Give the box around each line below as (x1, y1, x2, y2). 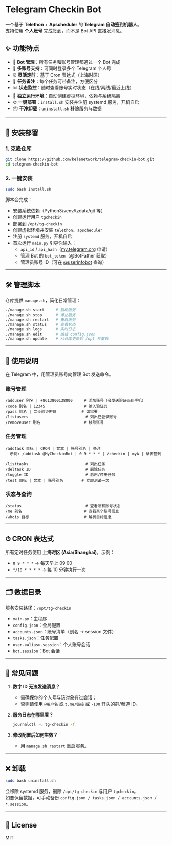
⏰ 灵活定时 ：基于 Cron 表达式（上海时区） (12, 71, 102, 78)
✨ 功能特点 (5, 44, 40, 53)
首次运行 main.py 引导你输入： (12, 240, 77, 246)
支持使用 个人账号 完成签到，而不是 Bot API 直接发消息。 (5, 27, 125, 34)
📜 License (5, 821, 37, 830)
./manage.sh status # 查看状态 (5, 322, 76, 327)
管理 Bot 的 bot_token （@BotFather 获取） (20, 253, 110, 259)
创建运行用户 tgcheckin (12, 214, 62, 221)
